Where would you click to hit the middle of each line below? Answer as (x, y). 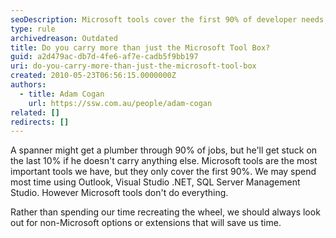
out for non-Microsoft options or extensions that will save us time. (146, 223)
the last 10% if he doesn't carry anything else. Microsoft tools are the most (164, 161)
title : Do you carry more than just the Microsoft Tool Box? (140, 47)
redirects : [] (40, 122)
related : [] (35, 112)
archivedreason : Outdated (64, 38)
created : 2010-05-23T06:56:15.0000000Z (93, 76)
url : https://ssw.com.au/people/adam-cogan (120, 103)
